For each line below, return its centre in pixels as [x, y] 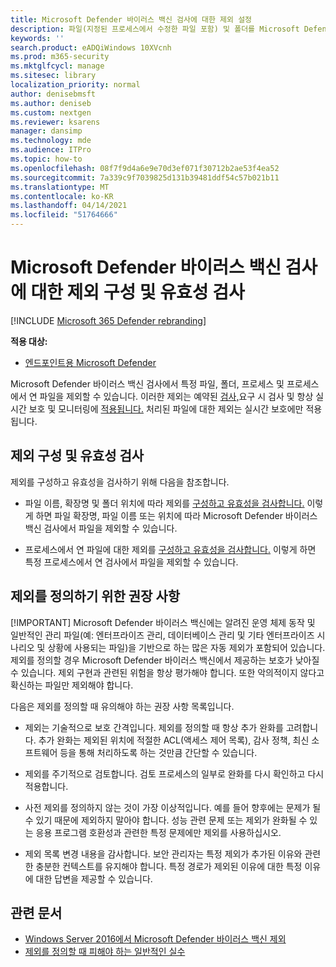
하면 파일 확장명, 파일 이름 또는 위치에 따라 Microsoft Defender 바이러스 [176, 515]
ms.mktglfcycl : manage [57, 66]
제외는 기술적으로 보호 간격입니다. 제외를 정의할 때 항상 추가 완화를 [154, 727]
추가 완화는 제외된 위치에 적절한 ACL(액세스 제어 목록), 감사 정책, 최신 [174, 740]
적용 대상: [29, 341]
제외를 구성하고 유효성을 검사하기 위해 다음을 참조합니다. [120, 482]
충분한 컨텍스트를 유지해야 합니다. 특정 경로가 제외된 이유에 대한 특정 [169, 866]
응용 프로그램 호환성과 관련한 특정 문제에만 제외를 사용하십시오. [158, 832]
